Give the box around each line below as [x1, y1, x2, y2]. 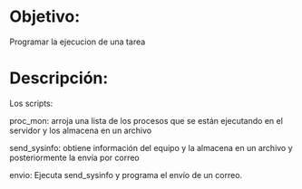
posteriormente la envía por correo [9, 152, 141, 163]
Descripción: [9, 68, 109, 89]
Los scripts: [9, 98, 54, 109]
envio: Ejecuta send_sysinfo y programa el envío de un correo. [9, 169, 243, 180]
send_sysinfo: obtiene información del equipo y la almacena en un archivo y [9, 142, 293, 153]
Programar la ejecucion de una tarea [9, 36, 146, 47]
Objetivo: [9, 6, 81, 27]
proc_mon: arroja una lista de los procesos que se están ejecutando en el [9, 115, 284, 126]
